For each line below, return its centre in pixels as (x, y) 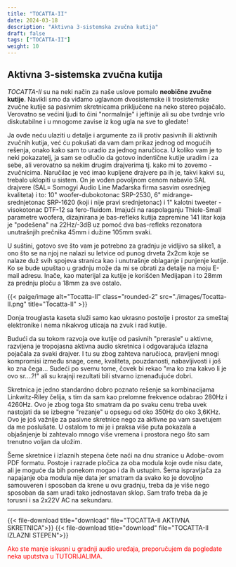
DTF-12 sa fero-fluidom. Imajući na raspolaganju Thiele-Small (133, 209)
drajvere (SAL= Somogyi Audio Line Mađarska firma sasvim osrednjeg (109, 187)
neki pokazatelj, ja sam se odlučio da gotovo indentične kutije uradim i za (113, 157)
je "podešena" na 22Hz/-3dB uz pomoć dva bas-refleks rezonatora (105, 225)
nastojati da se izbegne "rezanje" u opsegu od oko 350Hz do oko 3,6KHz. (114, 412)
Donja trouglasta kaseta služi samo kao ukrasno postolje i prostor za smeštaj (118, 317)
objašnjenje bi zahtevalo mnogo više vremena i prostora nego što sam (109, 434)
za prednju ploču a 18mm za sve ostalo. (64, 283)
